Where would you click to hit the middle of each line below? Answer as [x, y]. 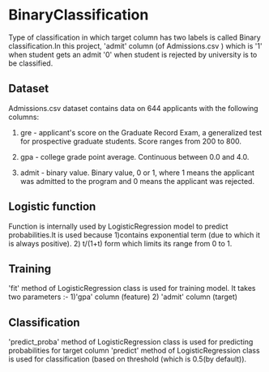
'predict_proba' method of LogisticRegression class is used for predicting [131, 342]
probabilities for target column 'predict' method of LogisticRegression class [134, 351]
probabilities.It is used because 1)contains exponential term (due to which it [134, 235]
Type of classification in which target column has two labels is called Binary [134, 37]
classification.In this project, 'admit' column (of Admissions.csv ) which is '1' [135, 45]
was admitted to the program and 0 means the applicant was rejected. [137, 181]
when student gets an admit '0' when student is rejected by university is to [133, 54]
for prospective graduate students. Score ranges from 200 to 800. [130, 141]
